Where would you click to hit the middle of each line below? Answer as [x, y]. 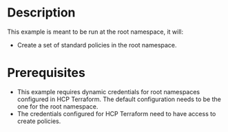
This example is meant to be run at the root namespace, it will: [95, 32]
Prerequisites [46, 73]
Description [41, 13]
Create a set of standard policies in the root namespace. [97, 45]
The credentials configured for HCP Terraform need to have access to [116, 113]
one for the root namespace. [58, 106]
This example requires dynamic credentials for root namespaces [108, 91]
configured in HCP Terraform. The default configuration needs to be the [119, 99]
